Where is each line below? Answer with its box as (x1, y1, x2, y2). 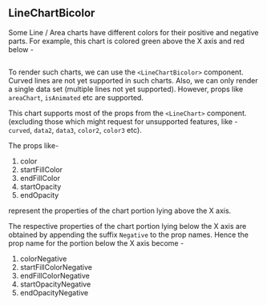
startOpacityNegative (19, 279, 91, 289)
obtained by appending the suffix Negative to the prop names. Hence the (8, 230, 249, 239)
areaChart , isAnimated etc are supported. (8, 92, 144, 102)
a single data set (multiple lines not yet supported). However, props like (8, 84, 244, 94)
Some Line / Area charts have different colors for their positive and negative (8, 27, 259, 37)
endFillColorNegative (19, 271, 91, 280)
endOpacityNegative (19, 287, 89, 297)
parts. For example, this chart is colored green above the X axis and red (8, 36, 245, 46)
